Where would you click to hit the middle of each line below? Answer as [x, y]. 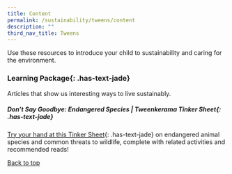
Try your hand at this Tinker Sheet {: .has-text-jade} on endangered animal [114, 134]
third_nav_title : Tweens [43, 33]
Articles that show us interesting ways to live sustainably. [89, 93]
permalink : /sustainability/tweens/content [71, 20]
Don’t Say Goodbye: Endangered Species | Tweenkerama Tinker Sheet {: [114, 109]
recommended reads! [38, 149]
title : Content [29, 14]
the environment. [32, 61]
